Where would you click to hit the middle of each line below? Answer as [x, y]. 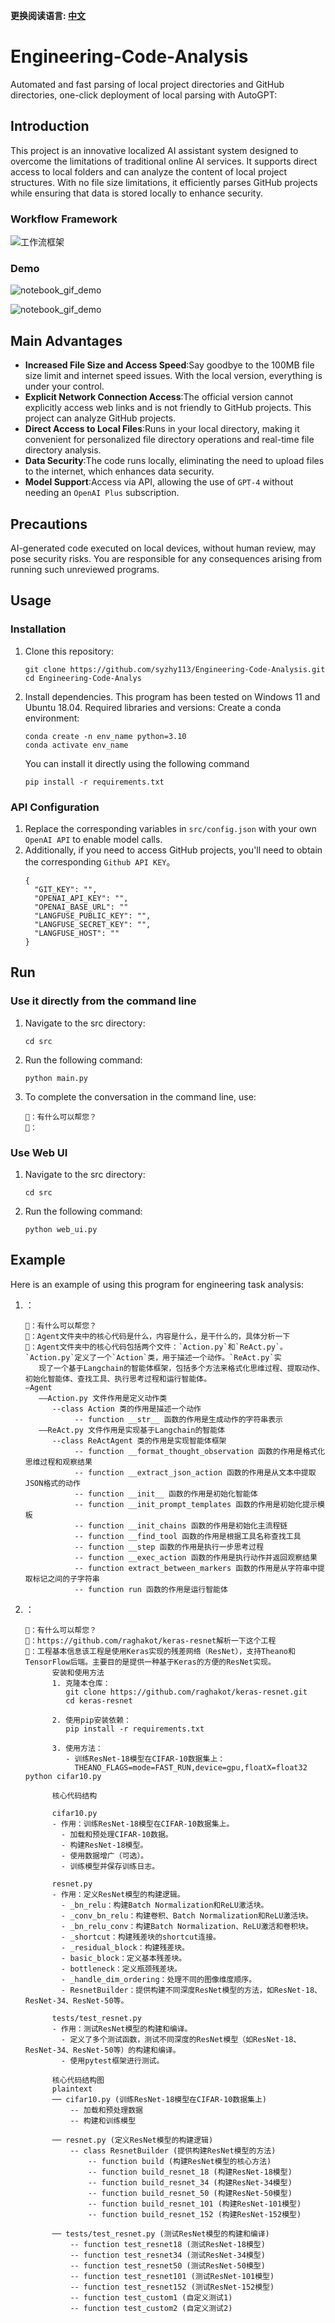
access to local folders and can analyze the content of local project [149, 171]
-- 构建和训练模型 [103, 2120]
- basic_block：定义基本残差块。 [124, 1958]
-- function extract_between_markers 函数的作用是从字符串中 [196, 1568]
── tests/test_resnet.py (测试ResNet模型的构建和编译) [160, 2234]
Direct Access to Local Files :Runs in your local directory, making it [162, 429]
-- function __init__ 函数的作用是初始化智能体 [166, 1494]
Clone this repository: [69, 651]
